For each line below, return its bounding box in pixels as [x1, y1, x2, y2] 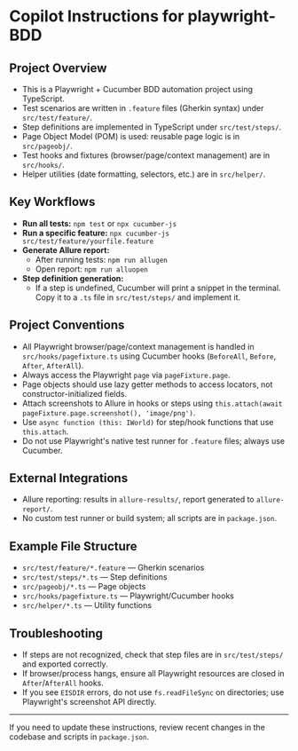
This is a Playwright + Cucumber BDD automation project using [21, 84, 253, 94]
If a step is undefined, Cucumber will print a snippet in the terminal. [35, 282, 281, 293]
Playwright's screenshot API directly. [21, 697, 157, 708]
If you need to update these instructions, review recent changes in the [9, 722, 266, 733]
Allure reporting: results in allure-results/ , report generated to [21, 494, 255, 505]
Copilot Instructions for [9, 6, 184, 27]
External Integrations [9, 470, 129, 486]
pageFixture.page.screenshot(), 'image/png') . [21, 407, 196, 418]
